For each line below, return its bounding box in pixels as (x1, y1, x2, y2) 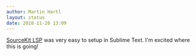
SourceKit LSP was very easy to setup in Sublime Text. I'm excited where (6, 37, 191, 44)
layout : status (6, 14, 45, 20)
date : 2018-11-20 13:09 (6, 20, 67, 26)
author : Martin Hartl (6, 8, 62, 15)
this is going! (6, 43, 38, 50)
